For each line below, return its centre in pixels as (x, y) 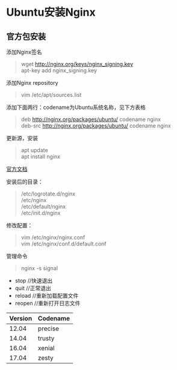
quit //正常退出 (33, 288)
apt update (34, 150)
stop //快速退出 (34, 281)
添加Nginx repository (32, 83)
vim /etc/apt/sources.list (51, 95)
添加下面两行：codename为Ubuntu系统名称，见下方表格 (76, 107)
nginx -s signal (39, 268)
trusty (46, 338)
